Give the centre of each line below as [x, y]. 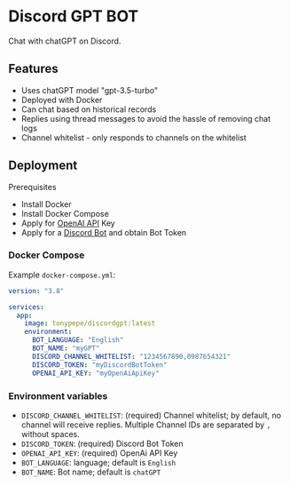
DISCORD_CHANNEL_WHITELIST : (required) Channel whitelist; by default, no [151, 415]
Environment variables [58, 395]
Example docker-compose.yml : [62, 275]
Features [33, 69]
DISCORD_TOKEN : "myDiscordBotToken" [99, 365]
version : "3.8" [36, 291]
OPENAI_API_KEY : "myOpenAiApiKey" [96, 373]
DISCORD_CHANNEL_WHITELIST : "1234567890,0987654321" [131, 356]
